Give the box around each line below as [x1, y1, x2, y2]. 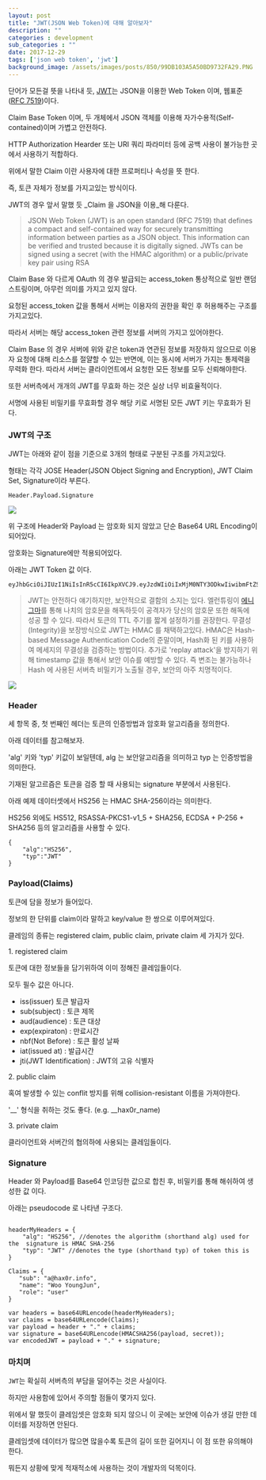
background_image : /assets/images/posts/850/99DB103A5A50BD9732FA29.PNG [8, 63, 253, 71]
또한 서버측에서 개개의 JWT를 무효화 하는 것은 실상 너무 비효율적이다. [8, 381, 222, 391]
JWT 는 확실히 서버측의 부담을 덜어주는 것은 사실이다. [8, 1376, 167, 1386]
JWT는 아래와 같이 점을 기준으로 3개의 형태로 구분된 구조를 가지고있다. [8, 449, 226, 459]
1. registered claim [8, 946, 68, 956]
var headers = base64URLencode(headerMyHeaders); [8, 1309, 176, 1317]
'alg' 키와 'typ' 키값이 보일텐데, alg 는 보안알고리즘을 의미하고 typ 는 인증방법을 [8, 753, 253, 762]
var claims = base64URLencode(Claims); [8, 1316, 140, 1324]
